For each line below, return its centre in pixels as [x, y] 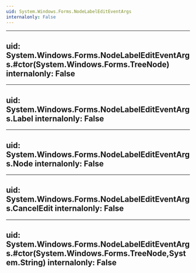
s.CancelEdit [30, 209]
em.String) [26, 263]
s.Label [20, 119]
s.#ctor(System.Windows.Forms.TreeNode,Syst [96, 253]
